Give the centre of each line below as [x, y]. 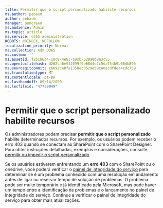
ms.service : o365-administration [39, 37]
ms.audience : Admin [25, 28]
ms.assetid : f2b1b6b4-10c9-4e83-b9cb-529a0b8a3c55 [57, 59]
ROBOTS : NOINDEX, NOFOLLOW [32, 41]
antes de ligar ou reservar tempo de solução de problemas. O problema [77, 180]
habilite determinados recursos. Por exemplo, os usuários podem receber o [81, 139]
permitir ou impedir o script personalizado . [48, 155]
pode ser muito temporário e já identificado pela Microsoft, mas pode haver [81, 185]
